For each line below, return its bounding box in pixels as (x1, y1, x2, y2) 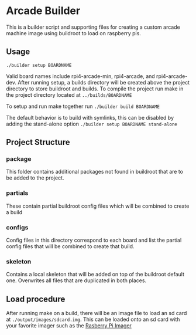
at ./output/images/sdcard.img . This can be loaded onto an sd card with (6, 316, 180, 323)
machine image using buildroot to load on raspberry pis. (6, 29, 142, 36)
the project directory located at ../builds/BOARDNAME (6, 91, 132, 98)
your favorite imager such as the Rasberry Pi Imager (6, 322, 132, 329)
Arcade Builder (6, 4, 81, 18)
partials (6, 189, 29, 197)
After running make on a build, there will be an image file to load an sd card (6, 310, 187, 317)
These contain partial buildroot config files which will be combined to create (6, 202, 190, 209)
